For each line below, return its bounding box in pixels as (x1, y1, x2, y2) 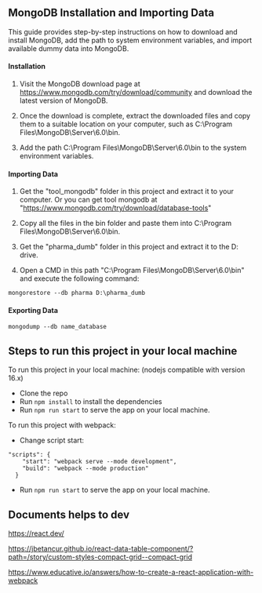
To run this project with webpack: (8, 420, 116, 430)
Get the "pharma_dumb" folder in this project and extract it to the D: (19, 242, 239, 252)
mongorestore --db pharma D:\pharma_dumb (8, 289, 146, 297)
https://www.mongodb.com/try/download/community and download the (19, 88, 253, 97)
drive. (19, 250, 38, 260)
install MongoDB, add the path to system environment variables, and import (8, 35, 253, 45)
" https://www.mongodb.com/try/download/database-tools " (19, 203, 212, 213)
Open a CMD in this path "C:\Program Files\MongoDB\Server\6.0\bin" (19, 266, 245, 275)
